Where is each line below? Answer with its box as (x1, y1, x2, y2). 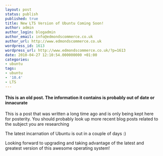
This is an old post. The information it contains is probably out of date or (5, 95, 155, 100)
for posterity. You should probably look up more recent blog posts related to (5, 116, 158, 122)
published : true (5, 16, 38, 21)
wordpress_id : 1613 (5, 43, 45, 48)
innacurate (5, 100, 28, 106)
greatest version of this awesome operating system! (5, 145, 110, 151)
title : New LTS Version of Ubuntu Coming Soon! (5, 20, 104, 26)
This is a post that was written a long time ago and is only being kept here (5, 111, 154, 117)
